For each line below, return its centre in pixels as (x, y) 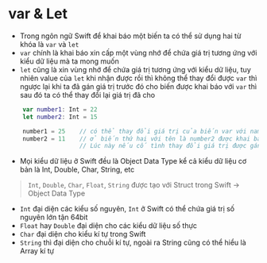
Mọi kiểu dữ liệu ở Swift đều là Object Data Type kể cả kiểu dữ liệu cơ (133, 161)
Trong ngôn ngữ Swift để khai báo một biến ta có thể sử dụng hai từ (130, 36)
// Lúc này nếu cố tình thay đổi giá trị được (163, 146)
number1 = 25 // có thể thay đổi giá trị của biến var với (135, 131)
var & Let (38, 14)
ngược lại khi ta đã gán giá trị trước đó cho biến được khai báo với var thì (138, 86)
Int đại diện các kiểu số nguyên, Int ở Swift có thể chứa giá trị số (127, 209)
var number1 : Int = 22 (60, 109)
